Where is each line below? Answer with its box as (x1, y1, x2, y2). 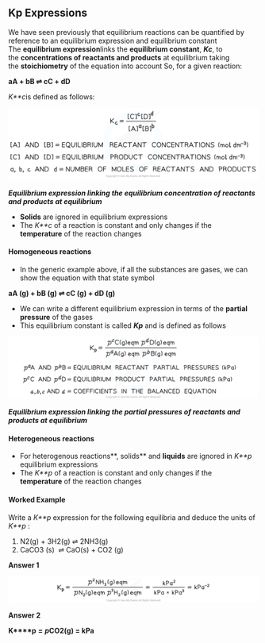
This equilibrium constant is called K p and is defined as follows (19, 321, 226, 330)
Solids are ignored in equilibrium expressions (19, 212, 168, 221)
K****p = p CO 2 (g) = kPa (8, 626, 94, 636)
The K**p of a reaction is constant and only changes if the (19, 468, 213, 478)
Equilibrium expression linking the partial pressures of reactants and (8, 407, 240, 417)
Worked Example (8, 495, 66, 504)
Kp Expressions (8, 6, 87, 20)
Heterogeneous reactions (8, 433, 95, 443)
